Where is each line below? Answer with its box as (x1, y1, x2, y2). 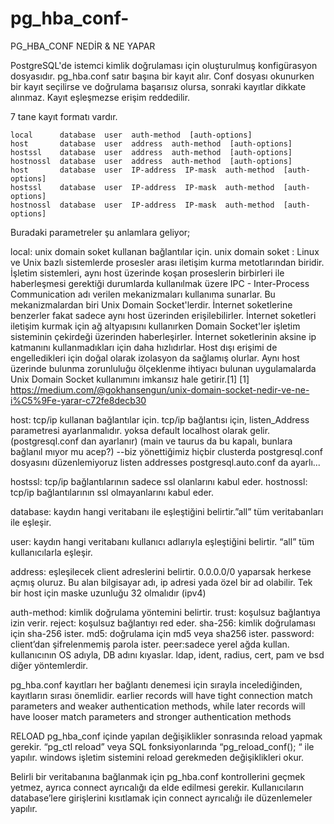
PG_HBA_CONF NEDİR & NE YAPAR (10, 40, 156, 52)
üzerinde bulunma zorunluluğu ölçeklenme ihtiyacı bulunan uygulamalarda (10, 362, 317, 374)
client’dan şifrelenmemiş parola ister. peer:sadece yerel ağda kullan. (10, 638, 290, 650)
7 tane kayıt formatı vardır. (10, 110, 118, 122)
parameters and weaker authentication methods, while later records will (10, 700, 306, 712)
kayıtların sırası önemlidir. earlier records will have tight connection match (10, 689, 313, 701)
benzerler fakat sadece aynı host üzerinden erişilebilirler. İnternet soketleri (10, 309, 317, 321)
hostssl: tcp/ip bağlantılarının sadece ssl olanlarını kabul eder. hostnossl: (10, 475, 308, 487)
